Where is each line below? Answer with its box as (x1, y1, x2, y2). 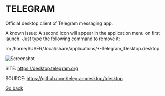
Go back (5, 85, 24, 91)
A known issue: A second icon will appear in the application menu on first (5, 30, 160, 36)
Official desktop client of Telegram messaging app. (5, 20, 113, 26)
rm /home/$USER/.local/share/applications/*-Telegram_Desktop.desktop (5, 45, 160, 51)
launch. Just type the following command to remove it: (5, 35, 120, 42)
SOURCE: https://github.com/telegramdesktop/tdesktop (5, 75, 123, 81)
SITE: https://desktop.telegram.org (5, 65, 78, 71)
